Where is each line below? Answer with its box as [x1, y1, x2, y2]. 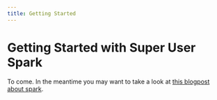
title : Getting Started [7, 10, 77, 17]
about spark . [7, 84, 44, 93]
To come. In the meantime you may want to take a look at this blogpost [7, 77, 210, 86]
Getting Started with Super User [7, 39, 196, 55]
